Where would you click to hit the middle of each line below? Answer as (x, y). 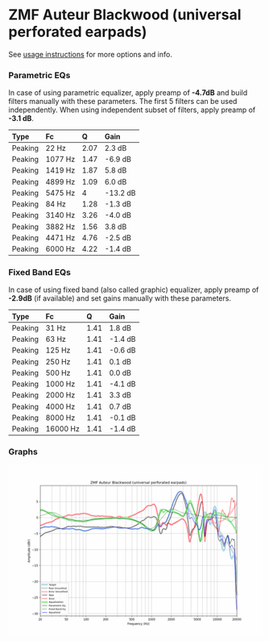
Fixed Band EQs (39, 272)
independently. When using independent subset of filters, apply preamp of (132, 110)
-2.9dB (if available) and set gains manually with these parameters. (120, 298)
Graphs (23, 452)
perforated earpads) (78, 32)
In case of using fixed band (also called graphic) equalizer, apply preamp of (134, 290)
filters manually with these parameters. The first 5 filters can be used (123, 102)
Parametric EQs (39, 75)
